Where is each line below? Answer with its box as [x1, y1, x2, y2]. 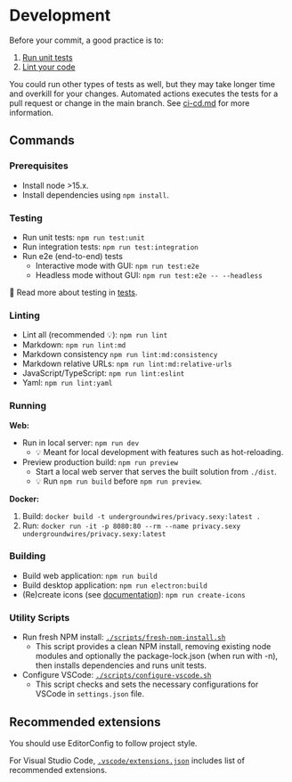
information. [9, 107, 54, 118]
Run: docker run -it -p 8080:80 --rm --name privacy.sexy [21, 520, 241, 531]
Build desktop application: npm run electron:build [21, 580, 207, 591]
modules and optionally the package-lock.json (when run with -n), [35, 651, 279, 662]
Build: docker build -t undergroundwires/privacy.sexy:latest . [21, 510, 261, 521]
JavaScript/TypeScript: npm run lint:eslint [21, 368, 185, 379]
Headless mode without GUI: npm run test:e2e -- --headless [35, 269, 263, 281]
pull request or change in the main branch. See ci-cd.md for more [9, 97, 250, 108]
